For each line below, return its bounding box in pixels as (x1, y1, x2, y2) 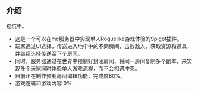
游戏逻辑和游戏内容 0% (14, 80, 73, 87)
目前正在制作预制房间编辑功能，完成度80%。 (14, 72, 126, 79)
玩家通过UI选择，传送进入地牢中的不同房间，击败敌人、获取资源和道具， (14, 42, 192, 49)
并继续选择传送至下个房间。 (14, 50, 83, 57)
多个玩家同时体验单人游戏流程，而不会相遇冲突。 (20, 65, 140, 72)
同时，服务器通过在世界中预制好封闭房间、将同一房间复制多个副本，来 (14, 57, 187, 64)
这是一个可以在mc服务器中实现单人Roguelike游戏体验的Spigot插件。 (14, 35, 183, 42)
